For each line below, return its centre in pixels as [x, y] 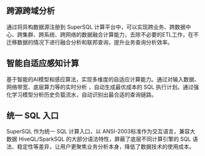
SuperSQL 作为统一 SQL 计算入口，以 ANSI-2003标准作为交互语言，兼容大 [101, 132]
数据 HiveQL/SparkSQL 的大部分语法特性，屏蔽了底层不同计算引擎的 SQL [99, 139]
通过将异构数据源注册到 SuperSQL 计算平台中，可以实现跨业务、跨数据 [96, 27]
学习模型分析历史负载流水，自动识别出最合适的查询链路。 [84, 94]
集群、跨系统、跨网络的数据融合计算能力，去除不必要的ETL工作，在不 [111, 34]
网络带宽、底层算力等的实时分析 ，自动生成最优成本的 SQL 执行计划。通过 [100, 87]
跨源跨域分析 [31, 11]
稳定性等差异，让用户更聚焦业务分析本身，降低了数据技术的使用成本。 [106, 147]
